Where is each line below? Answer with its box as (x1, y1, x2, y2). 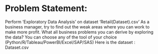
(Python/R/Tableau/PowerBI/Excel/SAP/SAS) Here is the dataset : (5, 39, 136, 45)
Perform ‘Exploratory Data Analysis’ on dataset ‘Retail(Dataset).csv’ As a (5, 19, 150, 25)
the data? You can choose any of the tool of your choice (5, 34, 117, 40)
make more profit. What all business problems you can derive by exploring (5, 29, 154, 35)
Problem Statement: (5, 3, 88, 14)
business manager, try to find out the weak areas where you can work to (5, 24, 150, 29)
